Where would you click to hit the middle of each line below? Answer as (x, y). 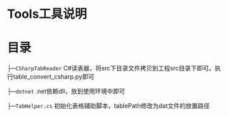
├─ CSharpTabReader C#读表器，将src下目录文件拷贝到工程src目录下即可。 (111, 68)
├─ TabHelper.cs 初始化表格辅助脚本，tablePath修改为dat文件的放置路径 (109, 106)
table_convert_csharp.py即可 (53, 77)
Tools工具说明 (47, 14)
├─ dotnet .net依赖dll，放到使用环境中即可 (66, 91)
